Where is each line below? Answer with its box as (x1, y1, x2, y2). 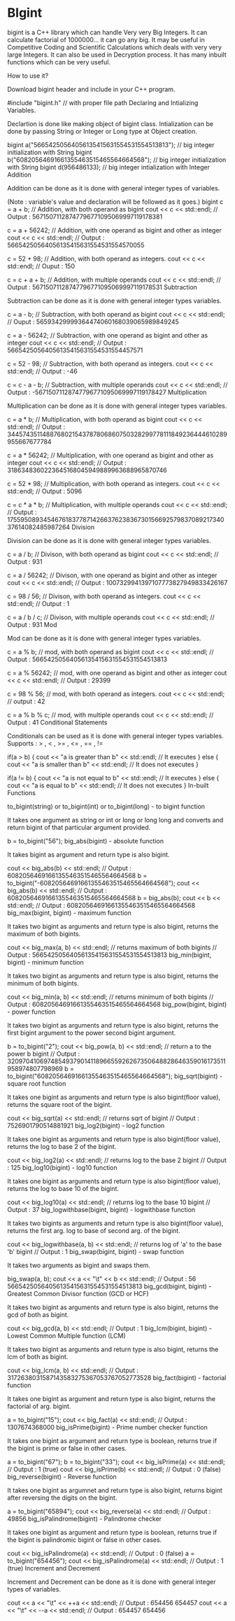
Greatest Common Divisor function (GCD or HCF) (7, 1289, 149, 1297)
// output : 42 (7, 697, 45, 705)
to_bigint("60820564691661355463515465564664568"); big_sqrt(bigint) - (7, 1072, 222, 1080)
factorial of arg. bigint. (7, 1402, 71, 1410)
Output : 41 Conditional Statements (7, 718, 108, 726)
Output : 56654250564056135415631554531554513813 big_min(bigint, (7, 951, 212, 959)
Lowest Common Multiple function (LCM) (7, 1331, 126, 1339)
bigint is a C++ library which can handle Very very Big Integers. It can (7, 28, 208, 36)
